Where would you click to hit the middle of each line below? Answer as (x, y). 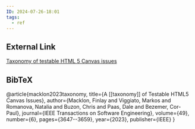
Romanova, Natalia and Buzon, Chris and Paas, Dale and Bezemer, (87, 107)
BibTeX (19, 80)
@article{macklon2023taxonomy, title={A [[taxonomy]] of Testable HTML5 (97, 94)
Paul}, (13, 113)
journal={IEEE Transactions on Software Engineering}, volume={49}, (106, 113)
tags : (13, 17)
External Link (31, 47)
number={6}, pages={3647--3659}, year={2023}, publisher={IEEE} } (91, 119)
